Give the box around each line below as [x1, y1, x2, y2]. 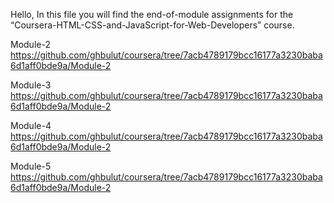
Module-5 [10, 160, 52, 172]
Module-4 [10, 120, 52, 131]
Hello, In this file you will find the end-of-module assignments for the [10, 9, 294, 20]
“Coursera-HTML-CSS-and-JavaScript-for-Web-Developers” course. [10, 19, 295, 31]
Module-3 [10, 79, 52, 91]
